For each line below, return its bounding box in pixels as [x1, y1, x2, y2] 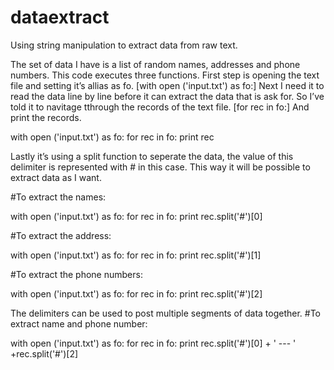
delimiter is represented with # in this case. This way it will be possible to [10, 161, 311, 173]
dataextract [10, 6, 110, 29]
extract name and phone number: [10, 317, 148, 330]
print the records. [10, 111, 82, 123]
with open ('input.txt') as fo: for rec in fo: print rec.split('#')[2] [10, 287, 263, 300]
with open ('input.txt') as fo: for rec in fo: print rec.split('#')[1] [10, 249, 262, 261]
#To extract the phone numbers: [10, 268, 143, 280]
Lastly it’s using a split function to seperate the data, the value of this [10, 150, 294, 162]
